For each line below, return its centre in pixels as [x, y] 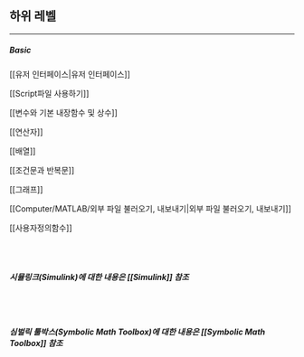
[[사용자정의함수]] [41, 228]
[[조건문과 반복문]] [42, 170]
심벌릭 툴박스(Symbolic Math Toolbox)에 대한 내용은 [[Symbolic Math [138, 332]
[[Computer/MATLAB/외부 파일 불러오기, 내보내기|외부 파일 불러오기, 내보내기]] [151, 208]
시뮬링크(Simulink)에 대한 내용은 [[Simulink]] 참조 [100, 277]
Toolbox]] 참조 [36, 343]
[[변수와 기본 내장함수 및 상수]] [63, 112]
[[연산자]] [26, 132]
